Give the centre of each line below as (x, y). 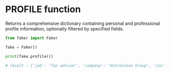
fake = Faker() (21, 47)
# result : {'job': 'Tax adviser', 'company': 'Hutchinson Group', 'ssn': (86, 65)
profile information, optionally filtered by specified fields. (65, 28)
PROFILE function (43, 9)
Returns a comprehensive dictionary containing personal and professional (83, 23)
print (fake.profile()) (29, 56)
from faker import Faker (32, 38)
